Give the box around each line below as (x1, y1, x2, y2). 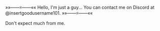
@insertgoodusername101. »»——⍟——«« (5, 10, 93, 16)
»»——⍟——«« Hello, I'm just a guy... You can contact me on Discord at (5, 5, 155, 10)
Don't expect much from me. (5, 20, 66, 26)
